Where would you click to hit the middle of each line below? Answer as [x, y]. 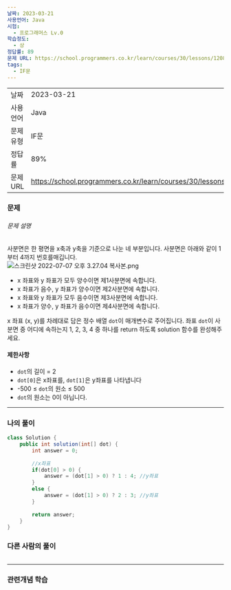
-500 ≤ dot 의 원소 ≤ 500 [51, 389]
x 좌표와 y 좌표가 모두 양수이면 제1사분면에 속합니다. [87, 280]
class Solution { [32, 438]
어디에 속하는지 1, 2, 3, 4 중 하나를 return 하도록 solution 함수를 [113, 329]
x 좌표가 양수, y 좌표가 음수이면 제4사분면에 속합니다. [88, 306]
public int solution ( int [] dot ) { [69, 444]
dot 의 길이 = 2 [36, 371]
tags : [15, 65]
